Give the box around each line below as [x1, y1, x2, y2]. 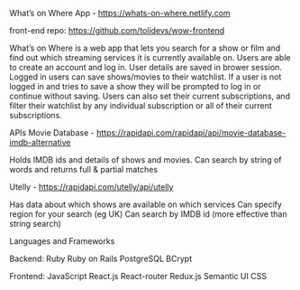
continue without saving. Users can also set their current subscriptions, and [9, 90, 291, 101]
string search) [9, 219, 61, 229]
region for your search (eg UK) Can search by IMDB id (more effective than [9, 209, 287, 220]
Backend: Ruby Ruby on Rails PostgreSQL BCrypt [9, 253, 192, 264]
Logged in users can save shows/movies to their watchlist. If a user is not [9, 71, 282, 82]
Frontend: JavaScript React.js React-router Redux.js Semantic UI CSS [9, 271, 268, 281]
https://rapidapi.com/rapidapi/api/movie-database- [95, 127, 286, 138]
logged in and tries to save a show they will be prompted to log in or [9, 81, 261, 91]
